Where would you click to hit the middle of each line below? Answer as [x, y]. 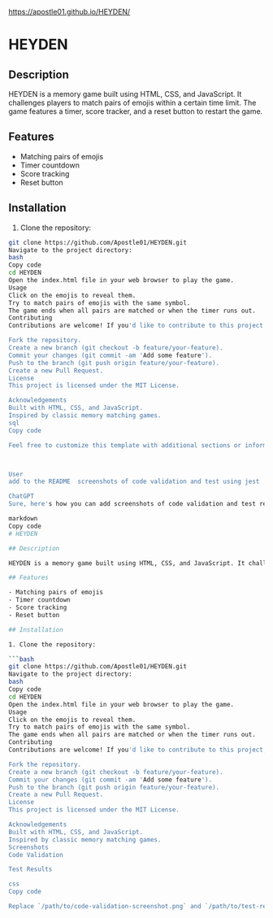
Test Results [30, 869]
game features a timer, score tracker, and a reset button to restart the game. [136, 111]
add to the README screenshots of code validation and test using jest [134, 482]
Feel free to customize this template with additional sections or [125, 445]
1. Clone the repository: [52, 644]
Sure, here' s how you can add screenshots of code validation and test [132, 504]
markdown [23, 519]
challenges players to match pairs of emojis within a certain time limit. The [132, 102]
